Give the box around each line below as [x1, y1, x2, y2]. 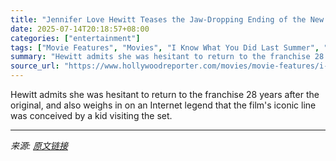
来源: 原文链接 [10, 140, 68, 151]
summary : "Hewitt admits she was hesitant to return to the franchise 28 [10, 52, 325, 62]
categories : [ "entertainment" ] [10, 33, 141, 43]
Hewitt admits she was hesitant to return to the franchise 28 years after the [10, 89, 320, 100]
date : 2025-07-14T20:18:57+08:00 [10, 24, 150, 34]
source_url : [10, 61, 60, 71]
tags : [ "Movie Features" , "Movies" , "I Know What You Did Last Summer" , [10, 42, 320, 53]
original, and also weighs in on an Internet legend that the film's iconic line [10, 99, 317, 111]
